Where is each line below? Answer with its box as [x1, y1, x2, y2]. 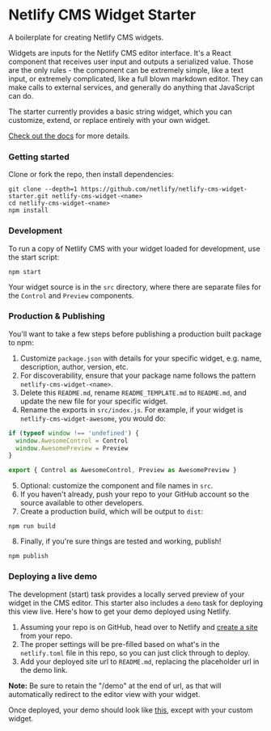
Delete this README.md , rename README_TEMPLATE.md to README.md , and [19, 387, 247, 397]
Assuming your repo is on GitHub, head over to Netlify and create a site [19, 622, 258, 632]
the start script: [8, 252, 60, 262]
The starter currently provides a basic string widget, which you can [8, 107, 232, 116]
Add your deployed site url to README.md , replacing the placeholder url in [19, 657, 260, 666]
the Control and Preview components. [8, 290, 134, 300]
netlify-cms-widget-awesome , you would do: [19, 413, 166, 423]
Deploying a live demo [8, 571, 98, 582]
